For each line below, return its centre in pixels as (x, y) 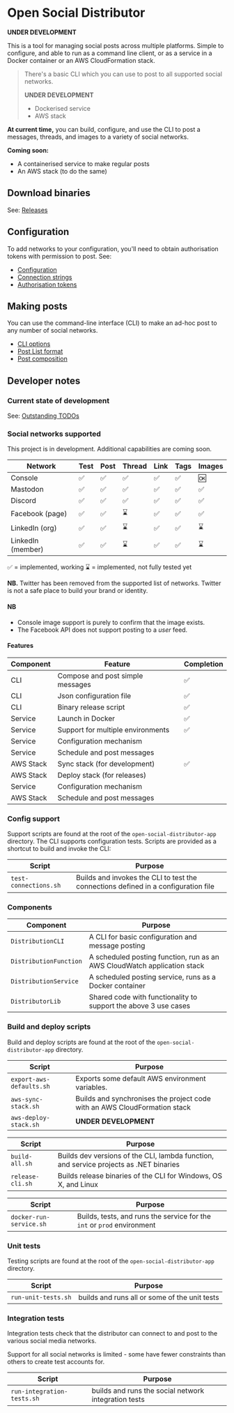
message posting (117, 946)
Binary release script (91, 707)
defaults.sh (31, 1086)
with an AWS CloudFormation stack (133, 1107)
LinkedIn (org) (34, 528)
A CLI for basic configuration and (143, 937)
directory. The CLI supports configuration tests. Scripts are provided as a (112, 841)
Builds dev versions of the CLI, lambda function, (136, 1156)
